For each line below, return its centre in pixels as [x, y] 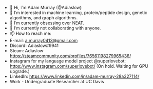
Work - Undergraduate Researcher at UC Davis [57, 82]
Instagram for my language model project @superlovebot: [67, 61]
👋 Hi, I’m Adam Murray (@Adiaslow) [46, 7]
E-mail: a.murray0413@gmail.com [44, 40]
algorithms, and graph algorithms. [44, 18]
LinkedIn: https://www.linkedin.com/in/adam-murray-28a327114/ [75, 76]
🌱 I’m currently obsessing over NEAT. [47, 23]
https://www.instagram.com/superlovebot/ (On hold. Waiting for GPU [79, 66]
